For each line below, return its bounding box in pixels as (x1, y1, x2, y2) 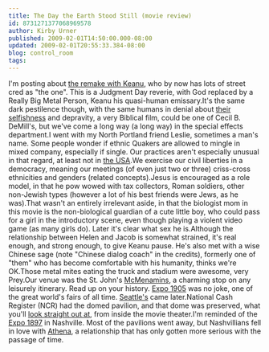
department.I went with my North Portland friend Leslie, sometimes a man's (8, 129, 259, 139)
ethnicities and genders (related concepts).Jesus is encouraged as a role (8, 172, 251, 182)
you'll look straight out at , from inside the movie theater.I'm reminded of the (8, 309, 259, 318)
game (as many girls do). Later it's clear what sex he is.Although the (8, 223, 234, 233)
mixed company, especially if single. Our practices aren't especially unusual (8, 146, 259, 157)
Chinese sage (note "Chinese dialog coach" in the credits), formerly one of (8, 249, 256, 259)
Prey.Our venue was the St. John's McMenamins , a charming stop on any (8, 275, 251, 284)
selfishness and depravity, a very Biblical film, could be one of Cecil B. (8, 113, 241, 122)
